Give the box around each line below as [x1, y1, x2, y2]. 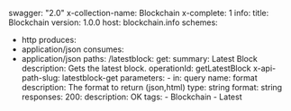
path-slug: [21, 73, 60, 83]
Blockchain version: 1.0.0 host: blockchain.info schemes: [8, 17, 218, 28]
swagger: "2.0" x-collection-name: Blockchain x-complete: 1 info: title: [8, 8, 269, 18]
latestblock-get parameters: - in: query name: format [61, 73, 258, 83]
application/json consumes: [21, 44, 124, 55]
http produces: [21, 35, 77, 45]
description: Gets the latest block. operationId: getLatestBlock [21, 63, 251, 73]
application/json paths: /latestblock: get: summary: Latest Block [21, 54, 258, 64]
